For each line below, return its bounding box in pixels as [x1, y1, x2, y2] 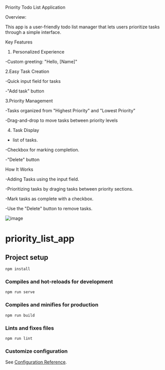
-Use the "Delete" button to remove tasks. [5, 206, 93, 211]
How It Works [5, 166, 34, 172]
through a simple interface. [5, 29, 62, 35]
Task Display [12, 127, 39, 133]
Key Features [5, 39, 33, 45]
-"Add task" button [5, 88, 44, 94]
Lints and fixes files [5, 325, 54, 332]
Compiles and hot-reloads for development [5, 278, 114, 285]
